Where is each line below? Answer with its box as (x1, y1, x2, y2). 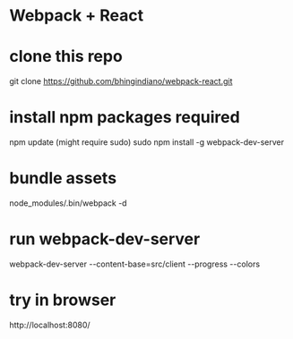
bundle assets (9, 168, 117, 189)
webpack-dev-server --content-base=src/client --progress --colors (9, 258, 261, 269)
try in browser (9, 290, 116, 310)
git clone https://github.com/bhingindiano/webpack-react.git (9, 76, 233, 87)
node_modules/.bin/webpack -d (9, 198, 127, 208)
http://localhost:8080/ (9, 319, 91, 330)
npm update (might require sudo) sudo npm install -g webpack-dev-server (9, 137, 285, 148)
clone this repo (9, 47, 123, 67)
